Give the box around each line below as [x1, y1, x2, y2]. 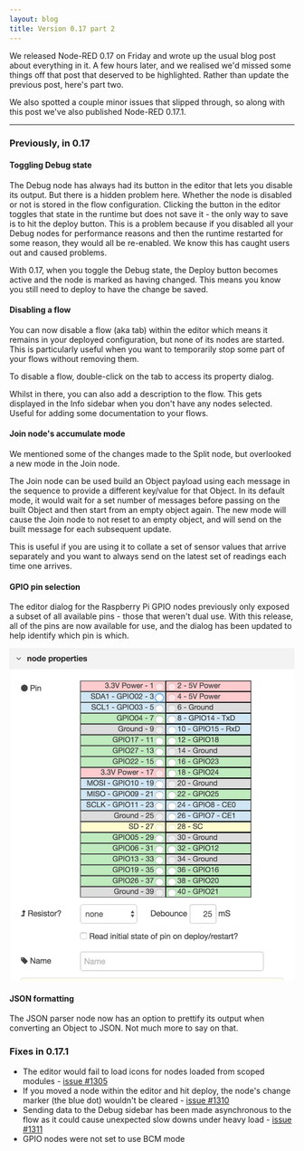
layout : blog [9, 14, 59, 24]
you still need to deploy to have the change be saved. [9, 283, 209, 294]
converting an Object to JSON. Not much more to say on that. [9, 1023, 239, 1033]
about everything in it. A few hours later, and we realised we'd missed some [9, 60, 291, 71]
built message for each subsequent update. [9, 524, 172, 535]
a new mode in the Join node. [9, 458, 120, 470]
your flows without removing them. [9, 353, 139, 364]
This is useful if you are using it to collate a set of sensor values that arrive [9, 541, 287, 552]
